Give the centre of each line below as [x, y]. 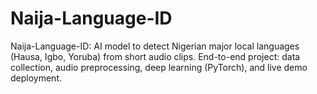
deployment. [36, 78]
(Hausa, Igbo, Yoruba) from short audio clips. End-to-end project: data [155, 56]
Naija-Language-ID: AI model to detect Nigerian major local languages [155, 46]
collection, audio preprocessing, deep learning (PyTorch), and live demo [159, 67]
